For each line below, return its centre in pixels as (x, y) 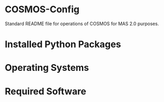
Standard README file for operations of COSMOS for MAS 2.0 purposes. (82, 24)
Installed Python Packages (63, 44)
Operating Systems (47, 68)
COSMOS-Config (42, 9)
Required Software (45, 91)
